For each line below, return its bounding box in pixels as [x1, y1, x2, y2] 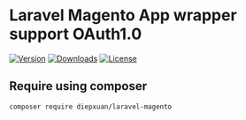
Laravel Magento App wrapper [9, 5, 237, 26]
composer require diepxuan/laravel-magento [9, 102, 173, 111]
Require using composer [9, 79, 148, 94]
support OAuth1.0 [9, 24, 142, 44]
